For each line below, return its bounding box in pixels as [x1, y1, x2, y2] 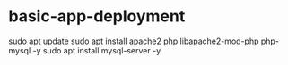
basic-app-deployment [8, 6, 186, 27]
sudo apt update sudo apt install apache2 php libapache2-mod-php [8, 36, 259, 46]
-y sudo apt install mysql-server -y [32, 45, 161, 55]
